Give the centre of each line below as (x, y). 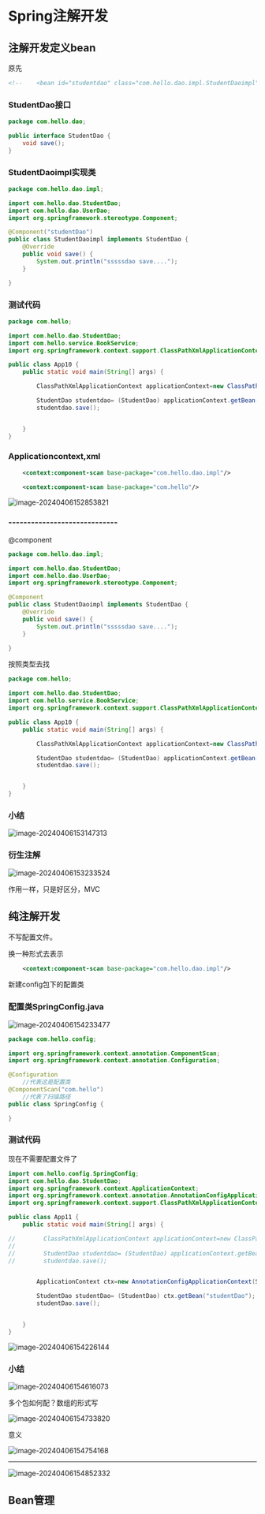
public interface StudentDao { (60, 136)
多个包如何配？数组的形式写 (53, 1403)
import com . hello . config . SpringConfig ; (74, 1173)
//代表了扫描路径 (47, 1097)
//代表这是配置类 (47, 1082)
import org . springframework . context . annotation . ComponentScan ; (114, 1053)
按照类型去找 (29, 664)
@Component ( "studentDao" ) (50, 232)
